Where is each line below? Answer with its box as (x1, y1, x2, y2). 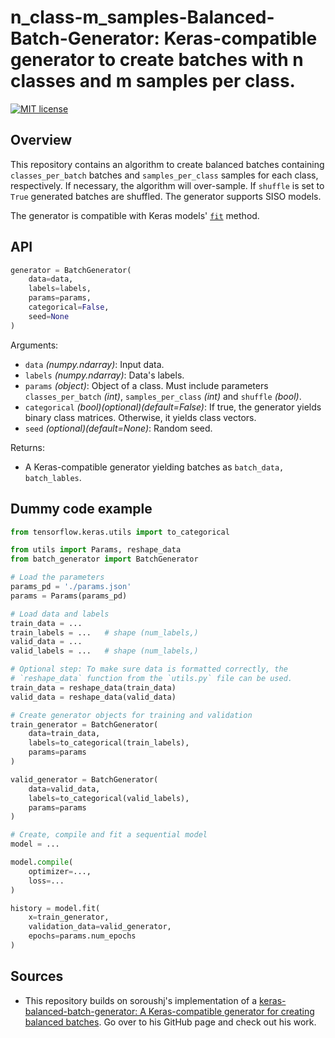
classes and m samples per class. (10, 70, 296, 93)
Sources (10, 968, 64, 985)
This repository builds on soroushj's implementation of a (24, 994, 258, 1006)
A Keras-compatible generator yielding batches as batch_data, (24, 461, 285, 473)
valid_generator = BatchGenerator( (10, 774, 159, 785)
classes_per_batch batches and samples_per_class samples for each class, (10, 169, 319, 181)
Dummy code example (10, 501, 153, 518)
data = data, (28, 274, 74, 285)
